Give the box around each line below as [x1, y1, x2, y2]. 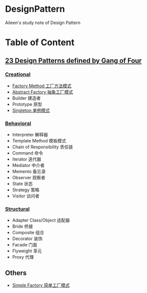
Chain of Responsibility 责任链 [12, 144, 73, 150]
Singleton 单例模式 [12, 107, 50, 113]
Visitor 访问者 [12, 193, 40, 199]
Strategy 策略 [12, 187, 40, 193]
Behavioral [5, 120, 31, 127]
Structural [5, 206, 30, 213]
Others [5, 268, 27, 277]
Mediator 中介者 [12, 162, 45, 168]
